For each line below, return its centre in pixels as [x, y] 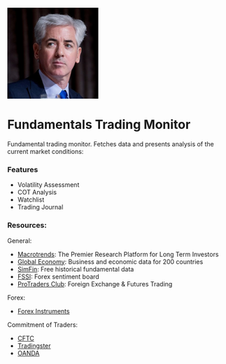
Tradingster [34, 345]
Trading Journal [40, 207]
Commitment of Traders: [43, 324]
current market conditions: [45, 151]
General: [20, 240]
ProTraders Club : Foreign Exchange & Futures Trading [95, 283]
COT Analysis [37, 192]
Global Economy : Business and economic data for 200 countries [110, 261]
